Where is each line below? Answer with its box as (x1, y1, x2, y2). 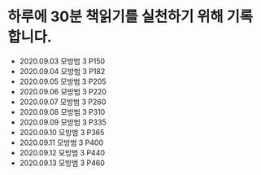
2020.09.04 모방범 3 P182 (19, 66, 106, 76)
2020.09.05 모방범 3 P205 (19, 77, 107, 86)
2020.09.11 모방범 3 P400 (19, 138, 103, 147)
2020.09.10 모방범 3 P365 (19, 127, 105, 137)
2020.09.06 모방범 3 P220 (19, 86, 107, 96)
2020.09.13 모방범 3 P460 (19, 158, 105, 168)
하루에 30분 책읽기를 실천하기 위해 (7, 7, 224, 26)
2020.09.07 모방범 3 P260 (19, 97, 107, 107)
